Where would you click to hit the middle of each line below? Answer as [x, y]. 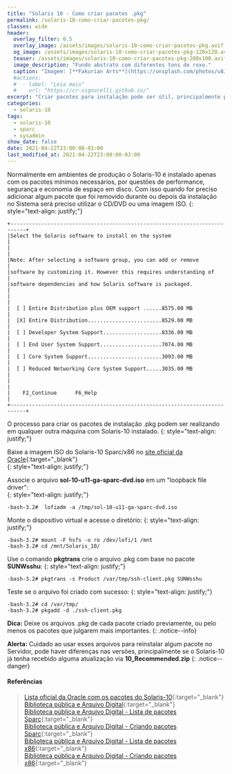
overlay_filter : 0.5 [43, 39]
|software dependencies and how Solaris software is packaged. [100, 284]
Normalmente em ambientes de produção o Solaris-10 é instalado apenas [112, 174]
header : [18, 33]
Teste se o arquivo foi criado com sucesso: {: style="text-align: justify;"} [110, 592]
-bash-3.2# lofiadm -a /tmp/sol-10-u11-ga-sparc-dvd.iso [92, 507]
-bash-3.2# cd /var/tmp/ [43, 604]
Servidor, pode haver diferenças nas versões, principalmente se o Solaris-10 [116, 651]
